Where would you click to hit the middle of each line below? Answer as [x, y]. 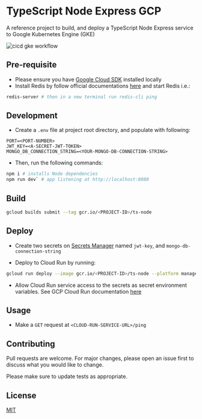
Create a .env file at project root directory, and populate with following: [103, 130]
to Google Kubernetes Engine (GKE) [50, 34]
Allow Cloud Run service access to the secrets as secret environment [101, 285]
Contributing [31, 344]
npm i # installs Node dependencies [52, 174]
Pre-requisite [32, 65]
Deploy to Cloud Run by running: [55, 262]
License [21, 395]
